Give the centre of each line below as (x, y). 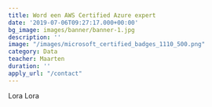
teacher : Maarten (37, 59)
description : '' (35, 37)
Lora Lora (24, 95)
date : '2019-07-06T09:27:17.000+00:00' (73, 23)
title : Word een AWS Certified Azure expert (82, 15)
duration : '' (29, 66)
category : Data (33, 52)
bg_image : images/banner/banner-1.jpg (71, 30)
